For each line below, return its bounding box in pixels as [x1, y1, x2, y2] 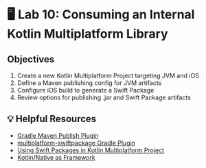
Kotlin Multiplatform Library [7, 26, 168, 42]
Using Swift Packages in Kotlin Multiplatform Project [16, 146, 165, 154]
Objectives [7, 53, 55, 65]
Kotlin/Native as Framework [16, 153, 95, 161]
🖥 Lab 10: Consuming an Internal [7, 7, 195, 23]
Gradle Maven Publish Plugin [16, 131, 99, 139]
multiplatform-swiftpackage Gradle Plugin [16, 139, 136, 147]
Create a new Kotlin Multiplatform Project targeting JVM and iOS [16, 71, 199, 80]
